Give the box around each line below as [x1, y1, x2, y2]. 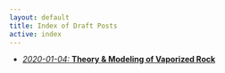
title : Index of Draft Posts [9, 21, 118, 30]
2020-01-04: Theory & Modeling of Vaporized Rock [21, 54, 216, 65]
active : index [9, 29, 62, 38]
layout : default [9, 12, 70, 22]
